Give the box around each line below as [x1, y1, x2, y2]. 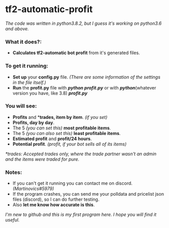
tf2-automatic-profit [5, 4, 93, 15]
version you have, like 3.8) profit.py [12, 90, 88, 96]
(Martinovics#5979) [12, 186, 54, 192]
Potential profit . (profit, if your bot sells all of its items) [12, 141, 127, 147]
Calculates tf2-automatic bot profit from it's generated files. [12, 50, 140, 56]
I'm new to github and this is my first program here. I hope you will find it [5, 211, 157, 218]
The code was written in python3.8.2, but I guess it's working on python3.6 [5, 20, 162, 26]
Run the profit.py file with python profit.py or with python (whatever [12, 84, 156, 90]
